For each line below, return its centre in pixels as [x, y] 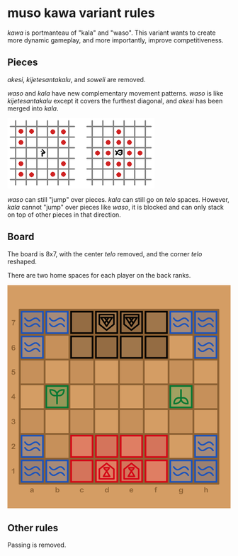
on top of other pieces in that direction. [64, 215]
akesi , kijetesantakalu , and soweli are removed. [76, 79]
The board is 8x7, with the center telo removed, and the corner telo [105, 254]
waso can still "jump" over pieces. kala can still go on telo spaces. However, [119, 199]
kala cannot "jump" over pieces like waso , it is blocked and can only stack [116, 207]
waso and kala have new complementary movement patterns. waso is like [115, 93]
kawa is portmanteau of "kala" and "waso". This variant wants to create [112, 33]
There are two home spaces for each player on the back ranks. [99, 275]
